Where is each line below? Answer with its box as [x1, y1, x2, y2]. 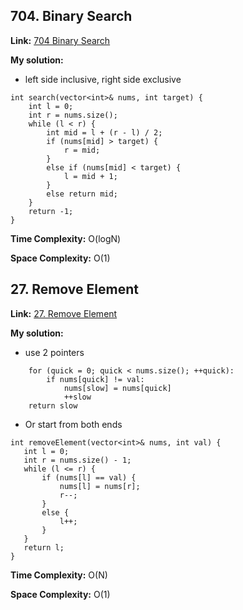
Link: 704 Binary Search [10, 34, 111, 46]
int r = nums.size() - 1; [23, 455, 132, 465]
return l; [23, 542, 65, 553]
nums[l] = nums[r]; [59, 481, 141, 491]
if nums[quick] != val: [46, 374, 145, 384]
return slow [28, 400, 78, 411]
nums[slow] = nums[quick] [63, 383, 172, 393]
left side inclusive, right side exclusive [24, 73, 182, 85]
